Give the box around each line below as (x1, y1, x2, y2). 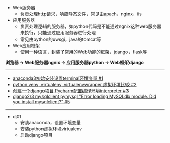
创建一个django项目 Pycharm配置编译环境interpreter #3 (12, 88, 129, 94)
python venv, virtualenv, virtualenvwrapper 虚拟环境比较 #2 (12, 82, 137, 87)
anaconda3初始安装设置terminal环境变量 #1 (12, 75, 104, 81)
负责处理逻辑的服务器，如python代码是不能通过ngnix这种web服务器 (20, 23, 162, 29)
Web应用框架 (12, 43, 40, 48)
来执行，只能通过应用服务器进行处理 (20, 30, 96, 35)
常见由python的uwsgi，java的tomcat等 (20, 36, 101, 42)
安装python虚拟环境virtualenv (20, 126, 82, 132)
